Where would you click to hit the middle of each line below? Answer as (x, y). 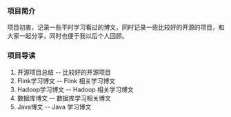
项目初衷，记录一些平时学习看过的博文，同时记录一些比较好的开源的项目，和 (116, 27)
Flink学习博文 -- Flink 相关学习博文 (66, 80)
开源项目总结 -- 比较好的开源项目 (64, 72)
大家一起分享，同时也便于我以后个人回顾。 (68, 36)
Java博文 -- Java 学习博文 (54, 107)
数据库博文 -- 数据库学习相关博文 (64, 98)
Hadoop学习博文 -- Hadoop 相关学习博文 (75, 89)
